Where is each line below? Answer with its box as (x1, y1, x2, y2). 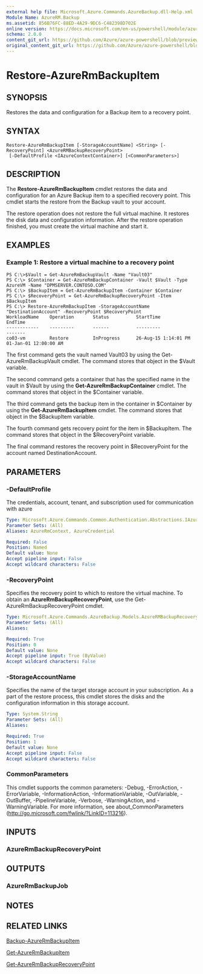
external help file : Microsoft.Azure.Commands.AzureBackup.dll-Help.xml (6, 8, 193, 15)
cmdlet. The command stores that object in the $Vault (61, 358, 195, 365)
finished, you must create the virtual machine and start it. (6, 222, 149, 230)
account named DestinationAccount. (6, 450, 97, 457)
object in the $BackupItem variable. (6, 413, 95, 421)
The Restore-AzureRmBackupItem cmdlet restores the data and (6, 185, 167, 192)
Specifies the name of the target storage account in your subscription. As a (6, 686, 193, 694)
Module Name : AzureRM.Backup (6, 15, 80, 21)
